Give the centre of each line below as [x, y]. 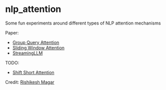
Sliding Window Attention [38, 47]
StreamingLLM [27, 53]
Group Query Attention [36, 42]
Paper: [12, 32]
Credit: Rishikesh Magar [30, 82]
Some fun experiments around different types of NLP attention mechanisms [83, 23]
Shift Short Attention [33, 72]
